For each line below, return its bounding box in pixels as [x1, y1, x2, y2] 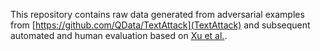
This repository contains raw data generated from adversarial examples [10, 9, 305, 20]
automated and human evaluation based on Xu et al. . [10, 30, 228, 41]
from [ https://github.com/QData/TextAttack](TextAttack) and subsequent [10, 19, 311, 31]
